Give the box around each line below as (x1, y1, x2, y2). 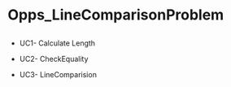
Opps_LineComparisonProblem (7, 6, 224, 24)
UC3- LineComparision (19, 69, 97, 79)
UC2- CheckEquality (19, 54, 89, 63)
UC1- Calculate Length (19, 38, 95, 48)
